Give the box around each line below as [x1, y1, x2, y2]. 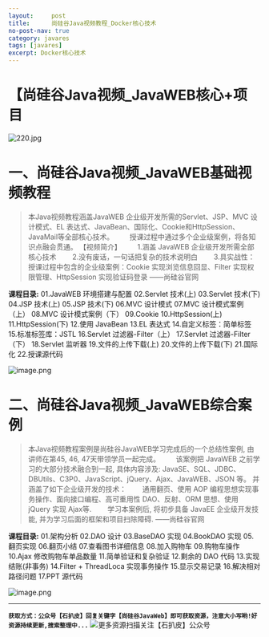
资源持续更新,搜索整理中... [8, 621, 89, 630]
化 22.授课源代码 [8, 349, 64, 359]
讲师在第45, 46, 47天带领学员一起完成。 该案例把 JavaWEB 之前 [27, 454, 254, 464]
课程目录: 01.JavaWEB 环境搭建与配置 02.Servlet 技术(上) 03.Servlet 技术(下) [8, 289, 261, 298]
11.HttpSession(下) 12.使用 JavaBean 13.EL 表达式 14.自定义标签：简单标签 [8, 318, 252, 329]
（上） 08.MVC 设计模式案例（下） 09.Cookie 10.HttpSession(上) [8, 309, 223, 318]
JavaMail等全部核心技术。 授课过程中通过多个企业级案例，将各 [27, 232, 250, 241]
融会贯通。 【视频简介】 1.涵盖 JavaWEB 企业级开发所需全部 [42, 241, 255, 251]
